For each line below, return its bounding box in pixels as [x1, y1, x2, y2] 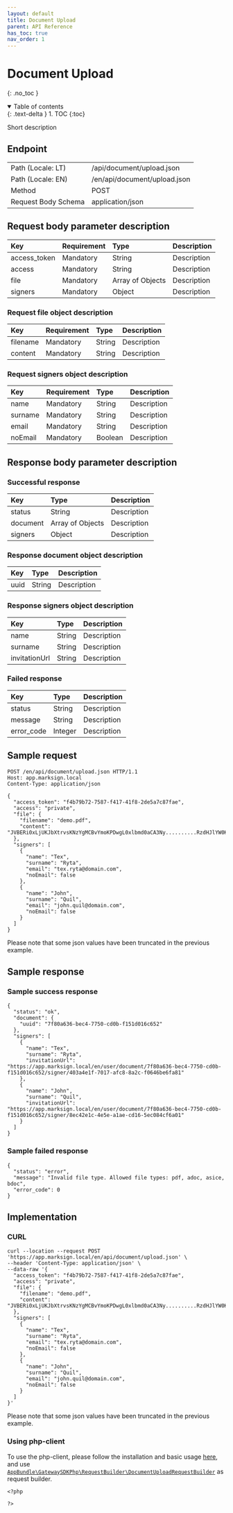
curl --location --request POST [7, 1248, 101, 1255]
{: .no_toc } [7, 89, 39, 97]
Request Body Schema [10, 197, 85, 206]
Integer [53, 726, 77, 736]
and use [7, 1460, 31, 1468]
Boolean [96, 433, 123, 443]
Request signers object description [7, 369, 128, 379]
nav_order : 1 [7, 36, 45, 43]
